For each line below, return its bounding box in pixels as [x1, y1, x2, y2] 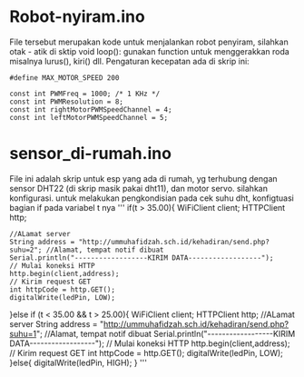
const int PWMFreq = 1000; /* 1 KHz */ [9, 89, 161, 98]
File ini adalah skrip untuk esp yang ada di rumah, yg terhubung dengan [9, 173, 279, 184]
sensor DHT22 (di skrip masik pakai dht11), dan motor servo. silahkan [9, 183, 268, 193]
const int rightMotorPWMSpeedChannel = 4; [9, 104, 172, 114]
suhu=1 [9, 328, 37, 339]
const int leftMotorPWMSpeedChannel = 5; [9, 113, 169, 122]
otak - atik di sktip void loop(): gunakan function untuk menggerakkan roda [9, 45, 290, 56]
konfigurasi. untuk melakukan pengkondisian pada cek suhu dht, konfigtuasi [9, 193, 295, 203]
